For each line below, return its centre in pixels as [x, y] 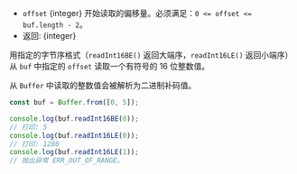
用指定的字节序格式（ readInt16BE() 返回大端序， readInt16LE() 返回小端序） [151, 55]
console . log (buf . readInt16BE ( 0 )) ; [74, 119]
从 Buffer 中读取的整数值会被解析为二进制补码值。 [103, 85]
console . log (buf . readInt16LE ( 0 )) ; [74, 135]
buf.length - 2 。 [55, 24]
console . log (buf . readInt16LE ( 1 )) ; [74, 152]
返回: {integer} [49, 36]
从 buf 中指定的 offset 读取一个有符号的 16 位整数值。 [110, 66]
